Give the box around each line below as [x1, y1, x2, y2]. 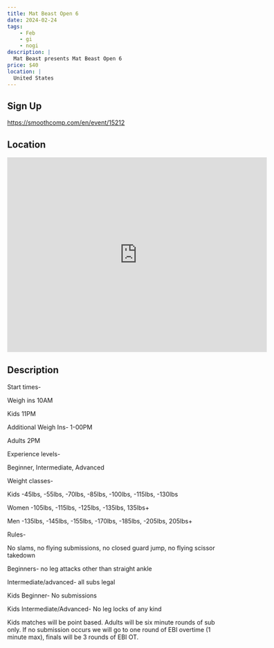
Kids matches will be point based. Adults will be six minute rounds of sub [7, 618, 216, 627]
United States [13, 74, 54, 82]
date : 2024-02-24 [7, 17, 57, 24]
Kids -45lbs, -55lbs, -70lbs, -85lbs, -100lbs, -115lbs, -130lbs [7, 489, 179, 498]
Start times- [7, 382, 42, 391]
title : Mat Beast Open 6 [7, 10, 79, 17]
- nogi [19, 42, 39, 49]
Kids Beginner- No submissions [7, 591, 98, 600]
